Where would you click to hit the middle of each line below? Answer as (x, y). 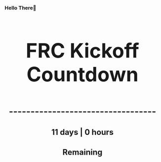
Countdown (82, 74)
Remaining (82, 152)
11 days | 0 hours (82, 132)
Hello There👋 (20, 8)
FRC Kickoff (82, 50)
